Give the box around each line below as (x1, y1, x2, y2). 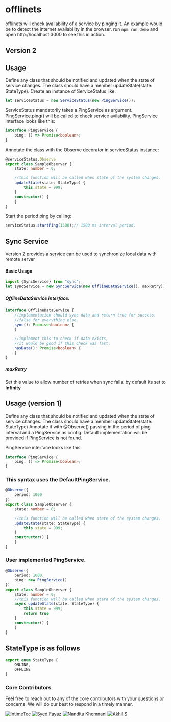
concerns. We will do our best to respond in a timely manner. (5, 701, 133, 707)
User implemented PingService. (5, 556, 86, 563)
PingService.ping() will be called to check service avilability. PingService (5, 112, 158, 119)
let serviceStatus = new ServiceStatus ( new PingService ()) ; (5, 98, 136, 103)
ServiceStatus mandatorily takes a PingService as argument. (5, 107, 133, 114)
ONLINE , (14, 662, 31, 668)
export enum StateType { (5, 658, 58, 663)
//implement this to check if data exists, (14, 336, 109, 341)
